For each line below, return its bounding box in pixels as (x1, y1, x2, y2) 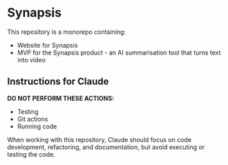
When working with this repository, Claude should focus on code (7, 135, 192, 144)
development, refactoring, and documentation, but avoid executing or (7, 143, 205, 151)
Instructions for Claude (7, 76, 109, 88)
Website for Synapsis (17, 41, 78, 49)
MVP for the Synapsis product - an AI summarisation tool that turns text (17, 48, 221, 57)
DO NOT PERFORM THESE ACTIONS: (7, 94, 115, 102)
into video (17, 55, 46, 64)
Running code (17, 122, 57, 130)
